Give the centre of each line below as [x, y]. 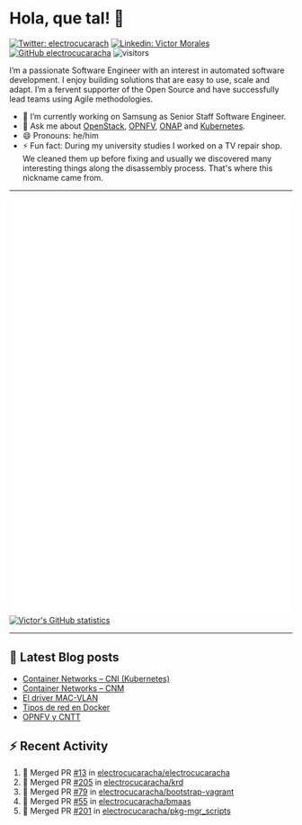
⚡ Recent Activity [59, 746]
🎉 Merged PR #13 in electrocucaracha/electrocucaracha [126, 772]
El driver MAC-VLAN [60, 698]
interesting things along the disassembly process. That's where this [147, 168]
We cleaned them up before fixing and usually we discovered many [147, 158]
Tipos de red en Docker [66, 708]
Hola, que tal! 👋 [67, 18]
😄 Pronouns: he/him [60, 135]
